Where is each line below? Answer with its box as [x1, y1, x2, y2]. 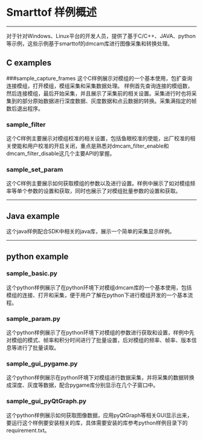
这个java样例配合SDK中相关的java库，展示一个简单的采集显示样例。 [6, 228, 175, 235]
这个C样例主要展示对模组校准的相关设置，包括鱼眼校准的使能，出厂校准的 [6, 135, 190, 142]
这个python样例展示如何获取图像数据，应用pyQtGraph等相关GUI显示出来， [6, 412, 193, 419]
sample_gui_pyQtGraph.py [6, 397, 86, 406]
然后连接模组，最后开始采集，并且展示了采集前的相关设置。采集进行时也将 [6, 89, 192, 97]
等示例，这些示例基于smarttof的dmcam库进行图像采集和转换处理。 [6, 40, 173, 47]
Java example [6, 211, 60, 221]
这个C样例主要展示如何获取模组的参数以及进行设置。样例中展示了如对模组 [6, 180, 190, 187]
